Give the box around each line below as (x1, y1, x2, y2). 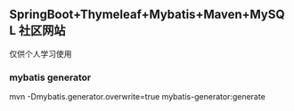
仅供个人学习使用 (9, 48, 72, 59)
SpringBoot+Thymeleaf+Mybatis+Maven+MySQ (9, 7, 285, 22)
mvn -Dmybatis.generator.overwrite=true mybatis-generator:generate (9, 91, 265, 102)
